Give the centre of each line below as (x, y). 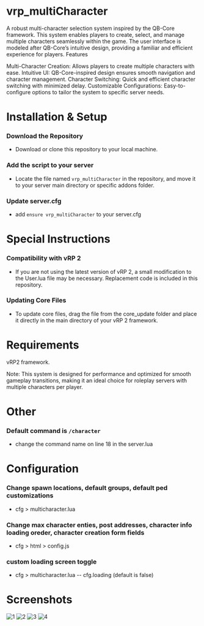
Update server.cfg (34, 201)
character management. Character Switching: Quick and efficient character (101, 79)
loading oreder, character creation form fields (75, 532)
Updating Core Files (36, 300)
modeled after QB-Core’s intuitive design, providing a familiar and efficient (100, 48)
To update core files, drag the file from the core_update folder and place (106, 314)
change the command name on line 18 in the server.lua (84, 444)
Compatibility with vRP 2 (44, 258)
